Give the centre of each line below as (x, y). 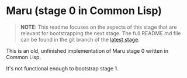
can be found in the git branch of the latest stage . (80, 39)
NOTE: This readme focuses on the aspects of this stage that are (98, 27)
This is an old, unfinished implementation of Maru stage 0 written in (87, 50)
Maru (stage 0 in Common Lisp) (84, 11)
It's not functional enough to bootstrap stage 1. (62, 68)
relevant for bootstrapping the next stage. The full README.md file (101, 33)
